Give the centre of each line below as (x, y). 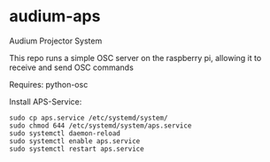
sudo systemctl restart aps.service (77, 149)
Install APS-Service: (46, 101)
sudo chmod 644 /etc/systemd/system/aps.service (100, 126)
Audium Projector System (56, 41)
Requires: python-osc (49, 84)
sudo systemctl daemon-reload (65, 133)
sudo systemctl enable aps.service (75, 141)
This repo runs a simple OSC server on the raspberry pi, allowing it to (135, 58)
